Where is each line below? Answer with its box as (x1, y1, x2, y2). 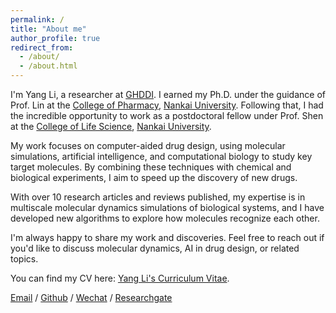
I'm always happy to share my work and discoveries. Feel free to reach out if (10, 232, 325, 243)
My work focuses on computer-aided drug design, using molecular (10, 140, 286, 151)
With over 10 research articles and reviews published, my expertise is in (10, 191, 306, 203)
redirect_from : (10, 42, 74, 53)
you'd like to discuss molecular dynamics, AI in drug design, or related (10, 242, 300, 254)
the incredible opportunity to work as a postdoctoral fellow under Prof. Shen (10, 110, 324, 121)
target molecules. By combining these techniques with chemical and (10, 161, 292, 173)
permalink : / (10, 14, 65, 25)
